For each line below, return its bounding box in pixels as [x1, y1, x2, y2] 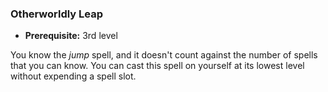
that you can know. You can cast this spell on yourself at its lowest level [10, 60, 305, 72]
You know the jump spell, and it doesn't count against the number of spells [10, 49, 318, 61]
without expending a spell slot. [10, 70, 137, 82]
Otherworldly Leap [10, 7, 104, 21]
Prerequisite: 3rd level [24, 30, 118, 42]
